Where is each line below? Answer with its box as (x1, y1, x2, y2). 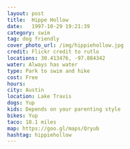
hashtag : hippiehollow (7, 131, 72, 138)
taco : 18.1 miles (7, 118, 57, 126)
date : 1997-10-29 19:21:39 (7, 23, 90, 30)
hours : (7, 80, 26, 87)
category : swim (7, 29, 51, 36)
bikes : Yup (7, 112, 38, 119)
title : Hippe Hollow (7, 16, 69, 23)
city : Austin (7, 87, 44, 93)
